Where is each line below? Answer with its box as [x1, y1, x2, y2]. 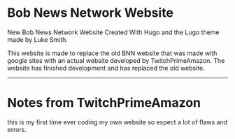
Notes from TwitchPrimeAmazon [7, 95, 201, 111]
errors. [7, 125, 27, 133]
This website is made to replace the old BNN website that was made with [7, 49, 218, 57]
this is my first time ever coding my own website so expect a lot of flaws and [7, 117, 228, 126]
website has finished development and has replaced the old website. [7, 64, 205, 72]
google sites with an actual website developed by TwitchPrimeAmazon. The [7, 56, 225, 64]
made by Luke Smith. [7, 35, 69, 43]
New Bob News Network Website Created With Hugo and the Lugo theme [7, 28, 220, 36]
